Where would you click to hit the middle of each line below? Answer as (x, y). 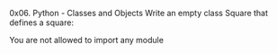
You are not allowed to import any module (87, 40)
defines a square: (42, 22)
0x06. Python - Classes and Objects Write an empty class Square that (138, 13)
